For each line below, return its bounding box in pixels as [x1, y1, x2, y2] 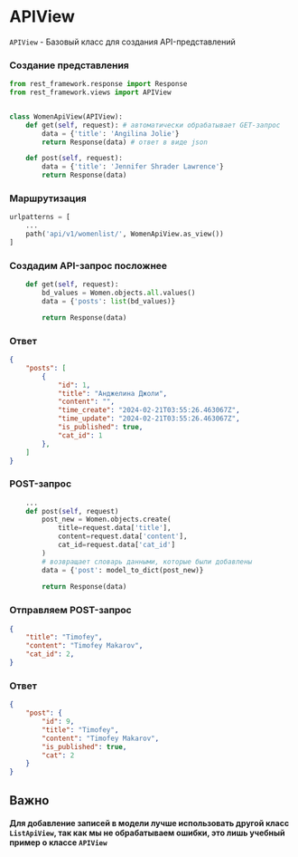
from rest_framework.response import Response [9, 80, 188, 89]
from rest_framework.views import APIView [9, 88, 172, 97]
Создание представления [9, 59, 129, 72]
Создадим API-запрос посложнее [9, 259, 168, 272]
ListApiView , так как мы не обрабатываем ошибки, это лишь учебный [9, 827, 286, 839]
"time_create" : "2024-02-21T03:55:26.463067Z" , [57, 406, 241, 415]
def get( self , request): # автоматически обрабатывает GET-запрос [25, 120, 281, 130]
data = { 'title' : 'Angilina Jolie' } [42, 129, 180, 138]
